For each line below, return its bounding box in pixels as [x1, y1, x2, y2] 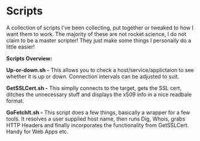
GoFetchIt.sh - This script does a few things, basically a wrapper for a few [6, 109, 190, 116]
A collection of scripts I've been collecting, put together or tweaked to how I [6, 24, 193, 31]
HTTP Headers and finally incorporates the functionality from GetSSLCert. [6, 121, 189, 128]
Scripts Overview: [6, 55, 53, 62]
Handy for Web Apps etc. [6, 128, 69, 135]
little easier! [6, 43, 35, 50]
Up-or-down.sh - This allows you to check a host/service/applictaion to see [6, 66, 195, 73]
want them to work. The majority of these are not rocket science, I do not [6, 30, 187, 37]
